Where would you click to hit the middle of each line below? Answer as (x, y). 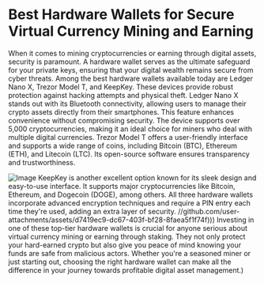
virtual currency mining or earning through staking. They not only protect (127, 236)
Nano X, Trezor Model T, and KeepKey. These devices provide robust (121, 87)
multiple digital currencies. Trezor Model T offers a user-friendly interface (128, 137)
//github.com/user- (209, 211)
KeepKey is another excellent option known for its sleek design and (147, 177)
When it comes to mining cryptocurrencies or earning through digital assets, (132, 53)
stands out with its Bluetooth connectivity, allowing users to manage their (127, 104)
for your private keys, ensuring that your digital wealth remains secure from (131, 70)
